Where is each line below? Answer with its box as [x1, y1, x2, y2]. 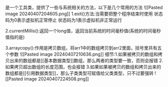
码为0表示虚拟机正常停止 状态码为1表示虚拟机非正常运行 [5, 17, 122, 23]
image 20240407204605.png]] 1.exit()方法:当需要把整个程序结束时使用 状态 [5, 11, 163, 17]
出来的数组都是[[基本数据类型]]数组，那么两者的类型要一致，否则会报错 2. [9, 58, 163, 63]
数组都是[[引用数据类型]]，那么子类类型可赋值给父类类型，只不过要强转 [5, 70, 154, 76]
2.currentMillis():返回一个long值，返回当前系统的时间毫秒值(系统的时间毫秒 [5, 28, 161, 34]
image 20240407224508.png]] [24, 76, 89, 82]
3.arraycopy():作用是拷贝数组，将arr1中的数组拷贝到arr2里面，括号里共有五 [5, 45, 162, 51]
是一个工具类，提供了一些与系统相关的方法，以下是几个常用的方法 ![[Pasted [5, 5, 163, 10]
